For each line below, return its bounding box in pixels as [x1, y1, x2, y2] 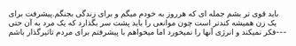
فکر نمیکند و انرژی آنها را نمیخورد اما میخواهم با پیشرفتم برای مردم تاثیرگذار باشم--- [8, 27, 287, 36]
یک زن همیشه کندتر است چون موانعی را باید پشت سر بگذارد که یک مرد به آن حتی [8, 17, 277, 28]
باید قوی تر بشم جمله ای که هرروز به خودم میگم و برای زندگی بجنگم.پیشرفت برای [8, 9, 279, 18]
